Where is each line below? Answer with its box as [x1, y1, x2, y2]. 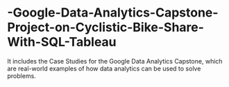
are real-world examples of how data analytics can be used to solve [7, 64, 201, 72]
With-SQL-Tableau [7, 35, 117, 50]
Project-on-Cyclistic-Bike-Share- [7, 19, 205, 35]
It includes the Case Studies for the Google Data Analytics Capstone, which [7, 57, 223, 65]
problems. [7, 71, 36, 80]
